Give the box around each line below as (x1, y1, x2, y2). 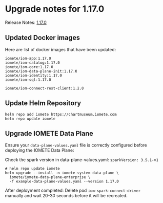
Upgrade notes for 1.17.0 (5, 3, 104, 15)
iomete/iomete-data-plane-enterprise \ (9, 175, 91, 180)
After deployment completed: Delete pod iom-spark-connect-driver (5, 187, 141, 193)
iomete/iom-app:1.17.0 (5, 56, 51, 61)
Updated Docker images (5, 34, 80, 42)
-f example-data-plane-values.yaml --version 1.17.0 (9, 179, 119, 184)
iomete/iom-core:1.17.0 (5, 64, 54, 69)
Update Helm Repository (5, 99, 81, 108)
